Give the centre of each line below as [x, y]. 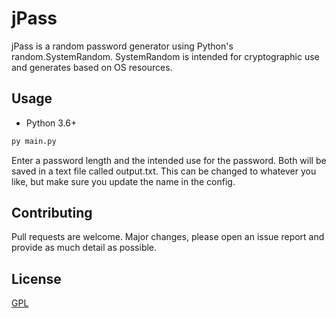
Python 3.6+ [51, 123]
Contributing [52, 213]
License [36, 278]
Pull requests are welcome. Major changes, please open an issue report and [168, 237]
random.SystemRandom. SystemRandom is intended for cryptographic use [165, 56]
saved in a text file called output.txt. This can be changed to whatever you [164, 171]
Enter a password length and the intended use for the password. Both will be [169, 160]
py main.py [34, 141]
